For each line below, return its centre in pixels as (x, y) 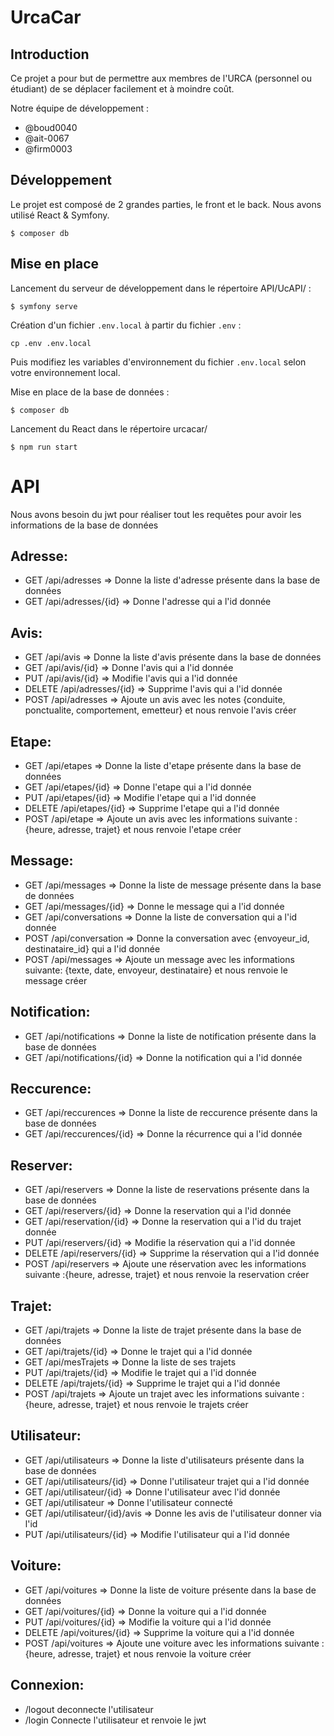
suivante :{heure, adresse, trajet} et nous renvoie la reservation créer (167, 1275)
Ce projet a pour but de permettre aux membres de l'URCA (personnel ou (161, 78)
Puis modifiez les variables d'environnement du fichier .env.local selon (158, 362)
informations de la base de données (84, 525)
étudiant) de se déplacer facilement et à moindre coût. (122, 89)
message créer (56, 980)
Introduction (50, 54)
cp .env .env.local (51, 343)
